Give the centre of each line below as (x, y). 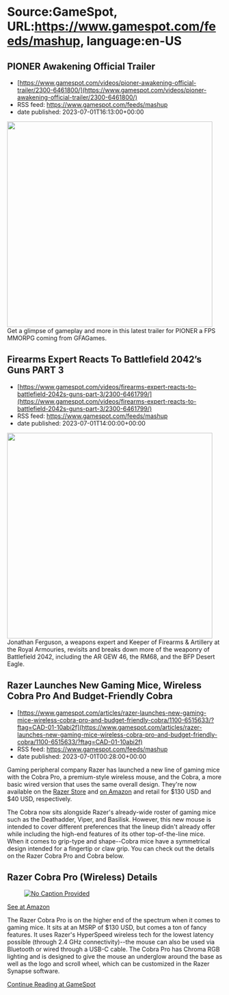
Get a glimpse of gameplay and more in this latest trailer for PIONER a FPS (111, 331)
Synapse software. (33, 971)
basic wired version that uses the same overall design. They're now (102, 784)
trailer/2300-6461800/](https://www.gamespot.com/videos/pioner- (112, 90)
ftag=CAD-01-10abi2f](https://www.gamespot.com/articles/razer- (109, 727)
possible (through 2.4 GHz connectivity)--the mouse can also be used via (111, 942)
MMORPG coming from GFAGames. (57, 338)
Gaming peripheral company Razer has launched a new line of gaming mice (113, 770)
